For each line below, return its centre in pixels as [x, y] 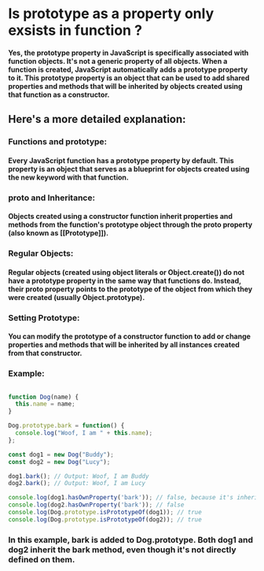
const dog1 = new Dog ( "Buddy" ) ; [61, 454]
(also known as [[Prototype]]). [58, 233]
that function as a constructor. [59, 95]
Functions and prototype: [58, 142]
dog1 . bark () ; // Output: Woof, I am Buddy [79, 476]
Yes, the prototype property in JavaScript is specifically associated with [128, 53]
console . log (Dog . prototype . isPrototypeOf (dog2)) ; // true [105, 519]
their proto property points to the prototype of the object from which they [130, 289]
